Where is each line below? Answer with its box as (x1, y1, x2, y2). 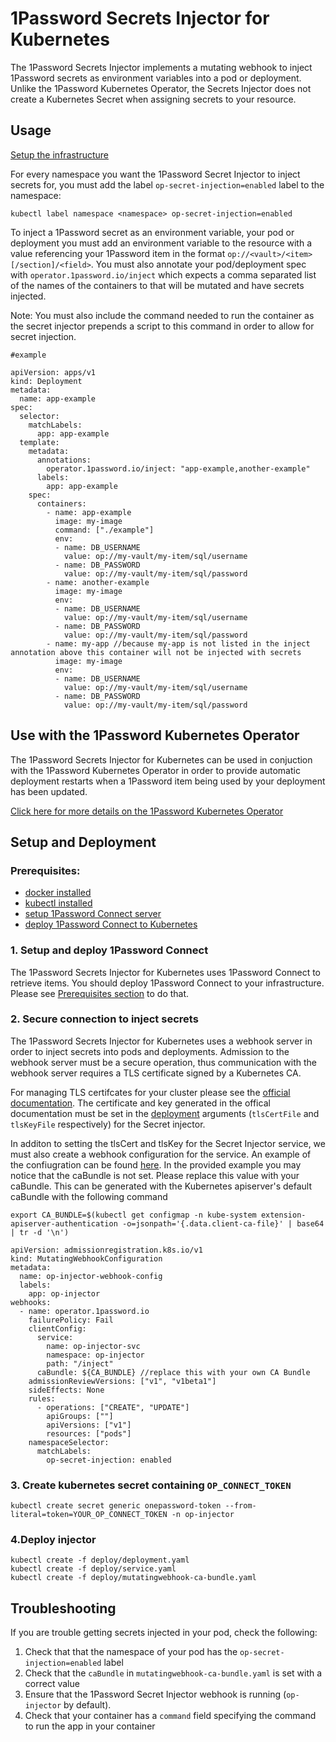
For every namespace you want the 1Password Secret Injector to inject (10, 168, 301, 180)
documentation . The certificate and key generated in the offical (10, 1097, 271, 1109)
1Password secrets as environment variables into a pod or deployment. (10, 72, 302, 84)
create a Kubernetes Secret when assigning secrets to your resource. (10, 93, 297, 105)
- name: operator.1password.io (19, 1306, 150, 1316)
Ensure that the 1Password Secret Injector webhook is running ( (24, 1688, 287, 1701)
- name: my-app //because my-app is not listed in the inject (46, 638, 311, 649)
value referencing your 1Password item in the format (10, 247, 226, 259)
